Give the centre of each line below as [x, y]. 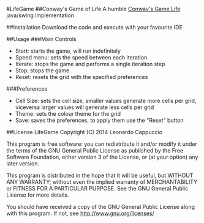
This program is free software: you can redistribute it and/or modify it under [102, 144]
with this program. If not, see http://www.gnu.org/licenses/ [80, 213]
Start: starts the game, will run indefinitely [68, 51]
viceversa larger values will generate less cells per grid [85, 107]
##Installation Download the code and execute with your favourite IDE [94, 27]
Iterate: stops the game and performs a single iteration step [90, 64]
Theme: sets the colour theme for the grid [68, 114]
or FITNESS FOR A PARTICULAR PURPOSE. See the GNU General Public [97, 188]
